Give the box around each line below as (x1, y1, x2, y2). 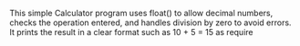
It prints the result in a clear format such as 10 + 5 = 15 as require (9, 27, 253, 37)
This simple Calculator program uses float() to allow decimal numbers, (9, 8, 274, 18)
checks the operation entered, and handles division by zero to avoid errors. (9, 17, 292, 28)
